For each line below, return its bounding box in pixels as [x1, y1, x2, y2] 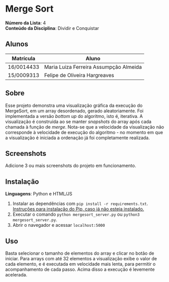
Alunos [5, 40, 29, 49]
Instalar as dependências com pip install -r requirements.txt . [12, 200, 148, 207]
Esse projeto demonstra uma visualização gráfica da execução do [5, 102, 143, 108]
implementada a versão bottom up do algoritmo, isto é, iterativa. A [5, 113, 143, 119]
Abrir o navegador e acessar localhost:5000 [12, 222, 105, 228]
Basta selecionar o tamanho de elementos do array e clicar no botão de [5, 250, 154, 256]
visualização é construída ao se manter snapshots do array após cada [5, 118, 152, 125]
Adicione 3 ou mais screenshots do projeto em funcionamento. [5, 163, 137, 169]
